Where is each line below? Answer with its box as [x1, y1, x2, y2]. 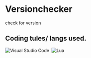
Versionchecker [5, 3, 73, 15]
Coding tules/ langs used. [5, 34, 87, 43]
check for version [5, 20, 41, 26]
